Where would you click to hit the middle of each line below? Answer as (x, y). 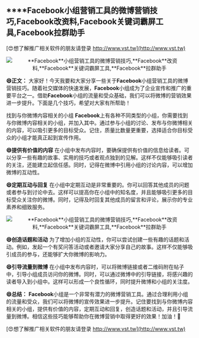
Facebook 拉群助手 (51, 33)
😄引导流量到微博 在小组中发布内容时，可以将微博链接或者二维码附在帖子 (95, 266)
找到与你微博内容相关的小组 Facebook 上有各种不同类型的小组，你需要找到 (97, 115)
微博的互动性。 (24, 172)
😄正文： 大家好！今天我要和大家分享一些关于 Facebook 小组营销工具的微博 (97, 80)
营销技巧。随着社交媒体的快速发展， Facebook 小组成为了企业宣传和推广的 (96, 88)
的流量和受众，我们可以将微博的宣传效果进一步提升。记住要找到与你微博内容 (99, 301)
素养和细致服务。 (27, 207)
